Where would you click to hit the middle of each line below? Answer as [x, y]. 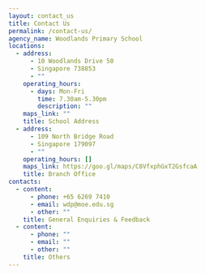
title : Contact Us [39, 24]
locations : [27, 46]
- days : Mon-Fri [57, 91]
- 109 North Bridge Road [72, 136]
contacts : [25, 182]
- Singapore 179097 [62, 144]
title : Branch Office [59, 174]
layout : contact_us [41, 16]
